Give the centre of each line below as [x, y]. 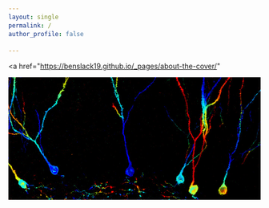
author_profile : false [46, 34]
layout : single [34, 17]
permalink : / [30, 25]
